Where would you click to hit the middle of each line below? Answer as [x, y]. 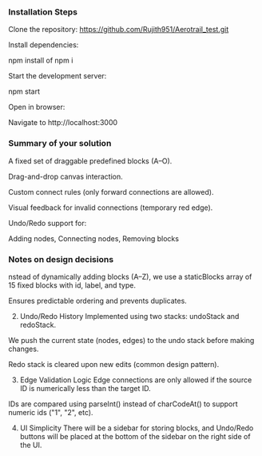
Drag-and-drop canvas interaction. [66, 176]
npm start [24, 91]
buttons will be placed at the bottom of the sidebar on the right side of [135, 436]
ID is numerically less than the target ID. [85, 388]
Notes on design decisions [61, 259]
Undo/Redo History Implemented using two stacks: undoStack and [129, 316]
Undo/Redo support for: [48, 223]
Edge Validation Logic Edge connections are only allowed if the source [136, 380]
